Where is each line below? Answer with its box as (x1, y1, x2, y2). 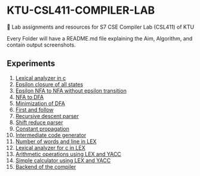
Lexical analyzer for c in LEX (15, 144, 85, 151)
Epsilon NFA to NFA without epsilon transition (15, 87, 127, 94)
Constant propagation (15, 125, 70, 132)
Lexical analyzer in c (15, 74, 66, 81)
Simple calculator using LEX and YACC (15, 156, 111, 164)
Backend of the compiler (15, 163, 76, 170)
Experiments (7, 58, 56, 69)
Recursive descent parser (15, 112, 79, 119)
